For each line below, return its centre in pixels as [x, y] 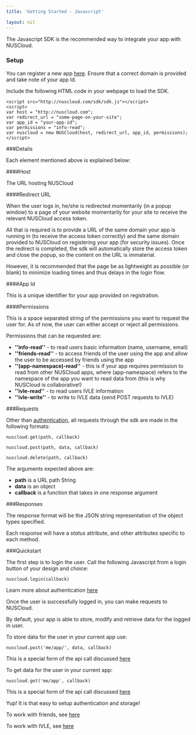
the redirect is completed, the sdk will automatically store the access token [97, 249]
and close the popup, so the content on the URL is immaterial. [81, 254]
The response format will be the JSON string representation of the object [95, 515]
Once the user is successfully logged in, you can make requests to [87, 601]
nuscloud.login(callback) [38, 579]
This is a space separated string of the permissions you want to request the [98, 318]
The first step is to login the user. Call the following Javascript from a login [96, 562]
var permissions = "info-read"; [46, 127]
